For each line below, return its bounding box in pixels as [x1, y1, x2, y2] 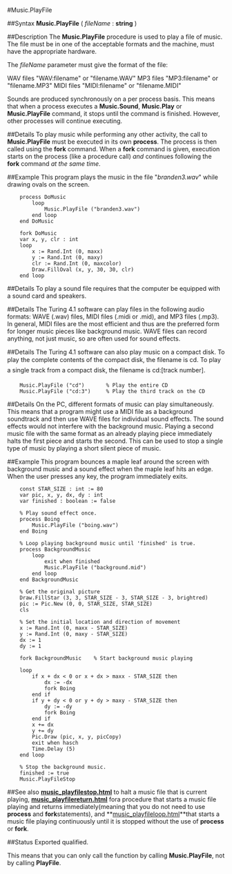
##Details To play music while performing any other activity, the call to [7, 131, 208, 138]
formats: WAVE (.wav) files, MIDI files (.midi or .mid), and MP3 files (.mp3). [7, 312, 220, 321]
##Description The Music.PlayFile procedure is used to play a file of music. [7, 32, 223, 41]
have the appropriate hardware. [7, 48, 97, 55]
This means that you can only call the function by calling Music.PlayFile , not [7, 851, 225, 859]
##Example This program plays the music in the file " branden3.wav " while [7, 173, 219, 181]
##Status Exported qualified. [7, 838, 88, 846]
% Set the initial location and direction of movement [19, 618, 181, 625]
